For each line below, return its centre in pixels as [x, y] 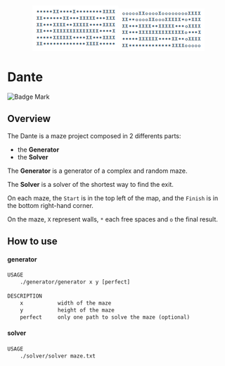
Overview [29, 119]
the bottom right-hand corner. [50, 205]
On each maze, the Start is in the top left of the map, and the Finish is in [113, 198]
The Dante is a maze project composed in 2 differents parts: [94, 135]
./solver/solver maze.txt [58, 356]
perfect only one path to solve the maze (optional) [105, 317]
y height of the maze [67, 310]
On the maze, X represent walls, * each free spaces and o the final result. [112, 219]
